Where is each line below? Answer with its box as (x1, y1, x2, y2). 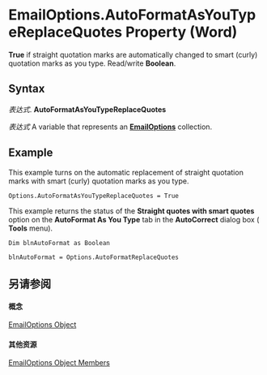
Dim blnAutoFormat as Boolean (8, 239, 111, 247)
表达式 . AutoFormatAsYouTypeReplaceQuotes (8, 104, 167, 114)
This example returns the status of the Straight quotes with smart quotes (8, 205, 255, 216)
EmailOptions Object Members (8, 358, 111, 368)
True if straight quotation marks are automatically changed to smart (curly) (8, 50, 258, 59)
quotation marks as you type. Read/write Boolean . (8, 58, 176, 68)
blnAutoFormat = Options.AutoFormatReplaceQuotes (8, 253, 180, 261)
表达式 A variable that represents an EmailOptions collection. (8, 122, 213, 131)
